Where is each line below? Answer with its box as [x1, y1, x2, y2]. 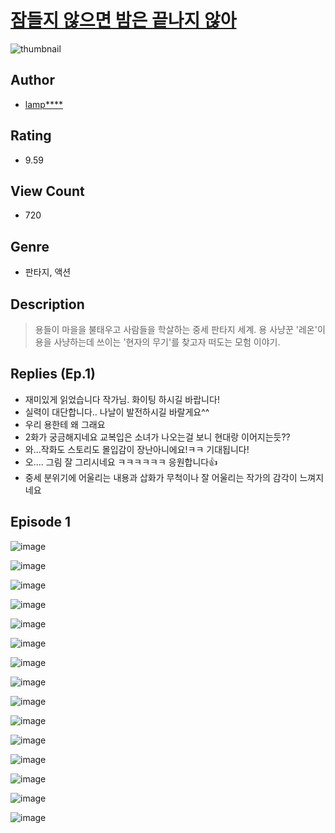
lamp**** [24, 98, 63, 110]
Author [10, 72, 55, 89]
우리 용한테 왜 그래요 [24, 418, 106, 430]
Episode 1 [10, 514, 72, 531]
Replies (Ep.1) [10, 366, 96, 383]
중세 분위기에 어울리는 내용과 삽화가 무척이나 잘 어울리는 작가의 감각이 [24, 471, 298, 483]
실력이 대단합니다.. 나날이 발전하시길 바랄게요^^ [24, 406, 210, 418]
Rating [10, 127, 52, 145]
